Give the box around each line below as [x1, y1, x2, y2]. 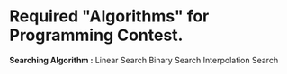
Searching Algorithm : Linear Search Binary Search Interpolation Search [9, 54, 279, 65]
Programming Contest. [9, 25, 184, 45]
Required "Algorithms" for [9, 6, 210, 27]
